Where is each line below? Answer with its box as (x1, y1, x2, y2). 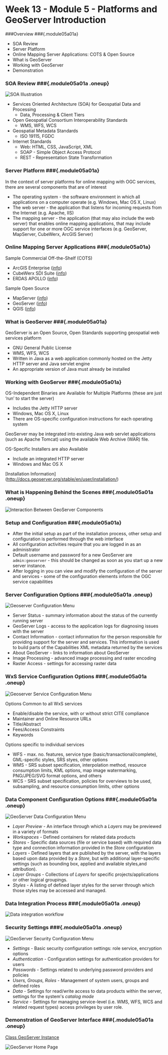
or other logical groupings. (12, 876, 68, 882)
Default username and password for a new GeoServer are (12, 552, 132, 558)
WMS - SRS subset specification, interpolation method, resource (12, 762, 147, 768)
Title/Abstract (12, 721, 41, 727)
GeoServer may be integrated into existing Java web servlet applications (5, 431, 156, 437)
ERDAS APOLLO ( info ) (12, 275, 58, 281)
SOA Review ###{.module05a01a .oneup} (5, 79, 110, 87)
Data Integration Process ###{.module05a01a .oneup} (5, 900, 141, 907)
